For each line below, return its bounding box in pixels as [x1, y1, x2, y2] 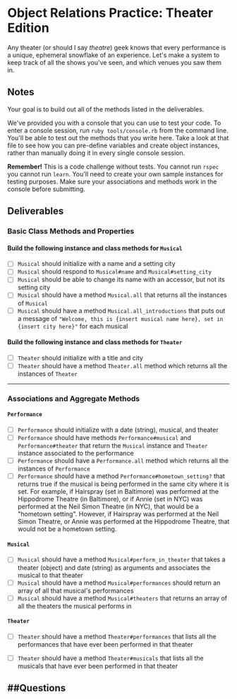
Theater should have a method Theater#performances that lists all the [17, 632, 217, 640]
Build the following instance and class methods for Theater [7, 338, 183, 346]
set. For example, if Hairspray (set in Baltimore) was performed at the [17, 487, 219, 496]
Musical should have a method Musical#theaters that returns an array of [17, 594, 228, 602]
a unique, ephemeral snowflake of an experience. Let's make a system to [7, 51, 220, 59]
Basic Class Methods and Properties [7, 226, 135, 236]
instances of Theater [17, 369, 78, 378]
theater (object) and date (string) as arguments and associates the [17, 563, 211, 572]
